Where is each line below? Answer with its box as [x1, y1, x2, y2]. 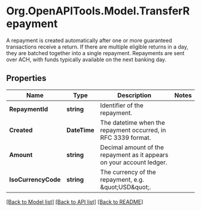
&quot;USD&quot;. [100, 183, 151, 191]
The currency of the [100, 168, 157, 176]
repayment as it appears [100, 150, 169, 159]
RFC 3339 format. [100, 133, 151, 141]
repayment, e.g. [100, 175, 145, 183]
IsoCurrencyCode [9, 175, 61, 183]
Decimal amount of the [100, 143, 165, 151]
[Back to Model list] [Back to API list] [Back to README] [6, 198, 144, 205]
